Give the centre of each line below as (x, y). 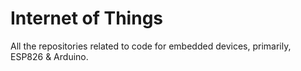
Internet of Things (87, 18)
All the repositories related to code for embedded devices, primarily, (151, 46)
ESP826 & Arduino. (49, 56)
